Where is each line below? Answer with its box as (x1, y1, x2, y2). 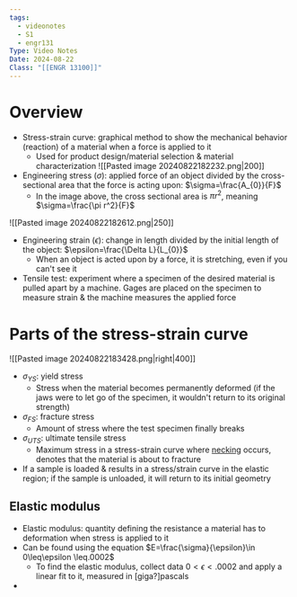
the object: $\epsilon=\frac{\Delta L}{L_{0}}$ (22, 245, 188, 255)
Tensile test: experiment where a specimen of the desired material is (22, 273, 275, 284)
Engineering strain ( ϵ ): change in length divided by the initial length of (22, 235, 280, 245)
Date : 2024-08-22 (9, 55, 74, 64)
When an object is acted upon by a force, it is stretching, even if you (35, 254, 288, 265)
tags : (9, 13, 30, 22)
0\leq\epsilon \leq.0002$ (22, 551, 115, 562)
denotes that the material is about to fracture (35, 453, 202, 464)
